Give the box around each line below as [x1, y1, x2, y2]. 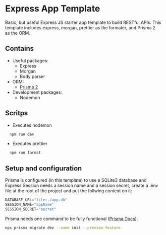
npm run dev [9, 132, 35, 137]
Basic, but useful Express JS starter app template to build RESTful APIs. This [5, 19, 162, 25]
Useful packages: [12, 58, 49, 64]
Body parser [19, 73, 46, 79]
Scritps [5, 109, 28, 117]
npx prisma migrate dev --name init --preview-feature [5, 225, 121, 230]
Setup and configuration [5, 164, 82, 172]
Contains [5, 44, 34, 53]
